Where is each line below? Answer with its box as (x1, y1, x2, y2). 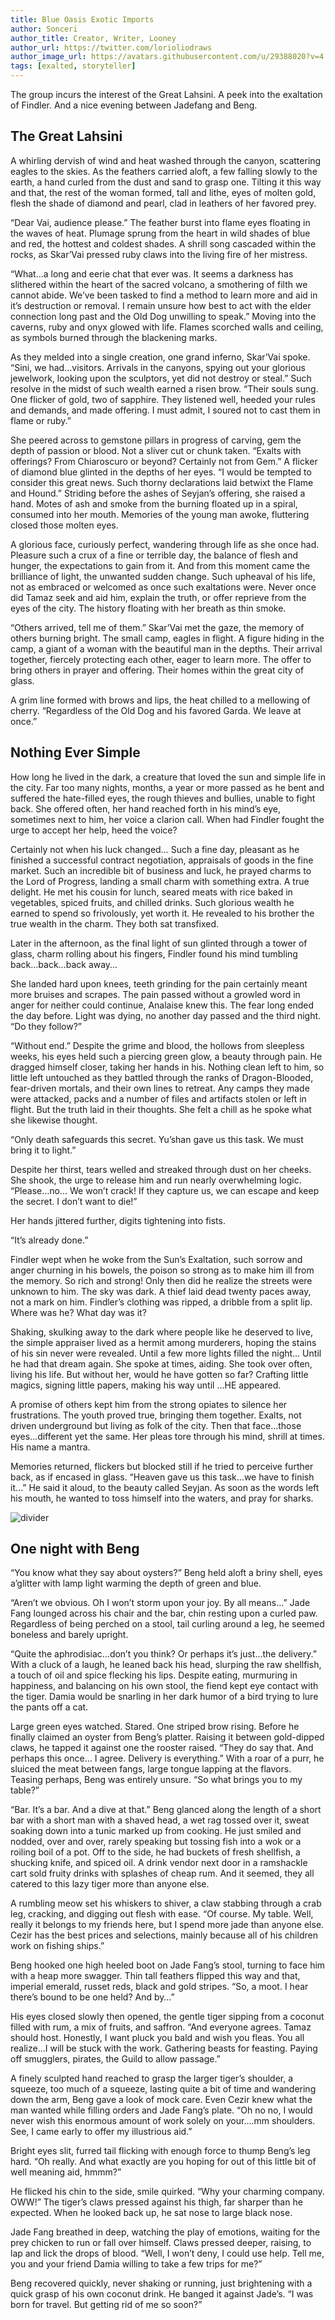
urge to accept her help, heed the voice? (10, 824, 178, 836)
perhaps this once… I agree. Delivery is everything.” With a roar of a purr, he (10, 1752, 325, 1765)
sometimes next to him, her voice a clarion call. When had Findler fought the (10, 813, 325, 825)
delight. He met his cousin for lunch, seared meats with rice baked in (10, 886, 293, 898)
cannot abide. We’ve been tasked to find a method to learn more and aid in (10, 289, 318, 301)
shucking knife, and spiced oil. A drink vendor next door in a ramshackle (10, 1857, 308, 1869)
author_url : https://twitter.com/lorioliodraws (10, 42, 213, 53)
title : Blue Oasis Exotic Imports (10, 14, 155, 25)
